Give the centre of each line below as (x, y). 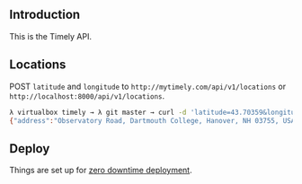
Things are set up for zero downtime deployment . (101, 171)
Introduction (45, 15)
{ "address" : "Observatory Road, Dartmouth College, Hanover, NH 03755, (144, 120)
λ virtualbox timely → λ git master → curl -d (98, 112)
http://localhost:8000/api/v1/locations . (87, 96)
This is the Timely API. (51, 36)
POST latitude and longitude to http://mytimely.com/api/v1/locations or (147, 86)
